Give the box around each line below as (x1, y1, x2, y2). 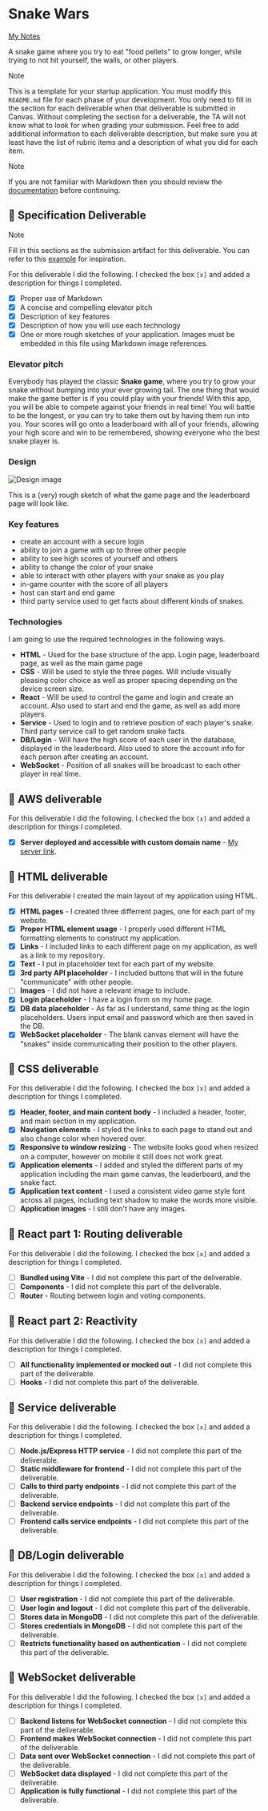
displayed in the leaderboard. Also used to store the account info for (19, 744, 246, 753)
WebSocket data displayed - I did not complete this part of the (19, 1769, 228, 1778)
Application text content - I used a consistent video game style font (19, 1186, 246, 1195)
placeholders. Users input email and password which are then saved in (19, 1013, 254, 1022)
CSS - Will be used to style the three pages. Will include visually (19, 667, 232, 677)
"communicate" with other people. (19, 978, 134, 987)
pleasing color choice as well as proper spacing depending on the (19, 676, 238, 685)
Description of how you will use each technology (19, 320, 182, 330)
